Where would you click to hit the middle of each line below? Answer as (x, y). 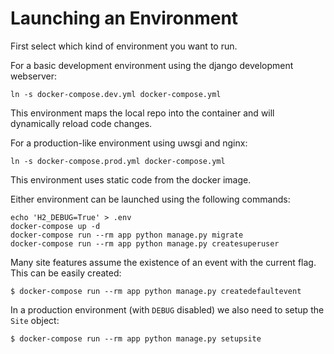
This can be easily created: (66, 273)
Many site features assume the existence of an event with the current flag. (163, 262)
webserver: (34, 76)
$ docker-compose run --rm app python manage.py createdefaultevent (156, 291)
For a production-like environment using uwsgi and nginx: (129, 143)
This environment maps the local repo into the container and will (142, 113)
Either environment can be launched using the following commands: (150, 199)
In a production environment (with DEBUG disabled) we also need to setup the (167, 309)
